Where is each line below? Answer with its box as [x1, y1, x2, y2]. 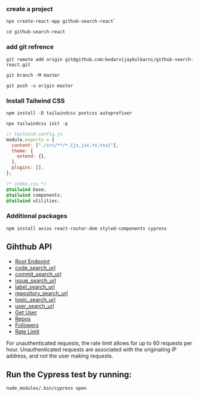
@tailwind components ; [6, 192, 63, 198]
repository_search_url [14, 290, 68, 297]
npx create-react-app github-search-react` [6, 19, 117, 25]
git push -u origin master [6, 83, 74, 89]
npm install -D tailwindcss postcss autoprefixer [6, 110, 133, 116]
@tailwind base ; [6, 187, 47, 193]
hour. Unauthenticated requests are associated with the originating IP [6, 345, 177, 353]
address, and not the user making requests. [6, 352, 114, 359]
